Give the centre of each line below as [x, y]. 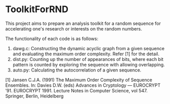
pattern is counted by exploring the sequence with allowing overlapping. [89, 64]
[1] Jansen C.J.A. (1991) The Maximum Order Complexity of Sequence [79, 80]
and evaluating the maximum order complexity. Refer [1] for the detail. [86, 54]
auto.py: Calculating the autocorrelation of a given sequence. [77, 70]
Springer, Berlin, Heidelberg [34, 96]
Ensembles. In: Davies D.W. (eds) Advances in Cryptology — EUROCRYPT [83, 85]
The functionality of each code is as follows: [52, 39]
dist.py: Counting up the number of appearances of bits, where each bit [88, 59]
